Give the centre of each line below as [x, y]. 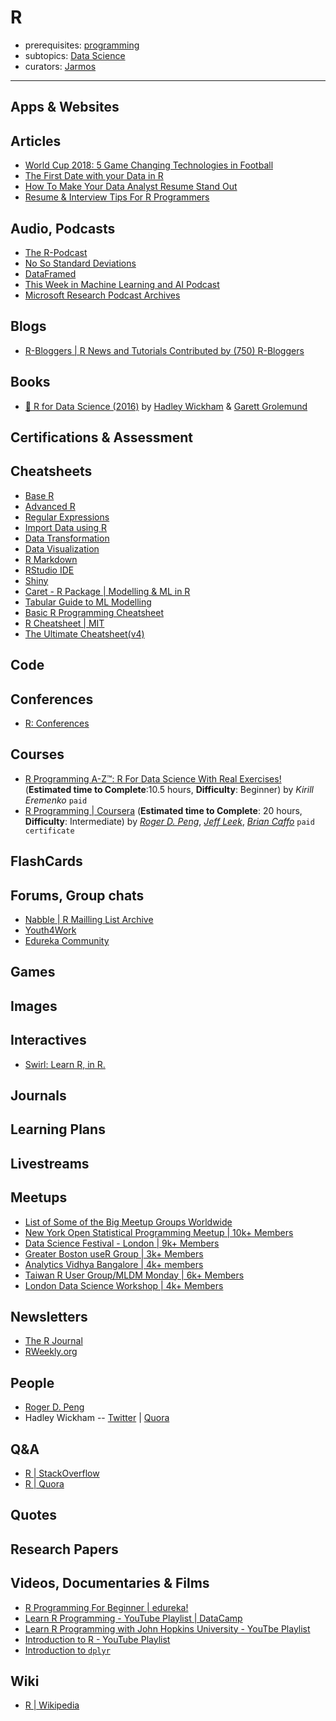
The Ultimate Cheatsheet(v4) [84, 633]
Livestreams [50, 1163]
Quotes [34, 1515]
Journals [38, 1095]
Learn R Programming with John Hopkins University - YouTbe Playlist [167, 1628]
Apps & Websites [65, 107]
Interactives [48, 1040]
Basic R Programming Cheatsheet [94, 612]
